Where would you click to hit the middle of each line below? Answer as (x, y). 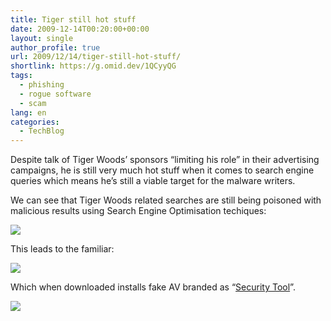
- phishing (42, 85)
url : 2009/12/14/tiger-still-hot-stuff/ (96, 57)
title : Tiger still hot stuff (73, 19)
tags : (21, 76)
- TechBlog (42, 131)
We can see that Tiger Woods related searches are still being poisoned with (166, 200)
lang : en (28, 112)
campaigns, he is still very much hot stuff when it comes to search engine (162, 170)
